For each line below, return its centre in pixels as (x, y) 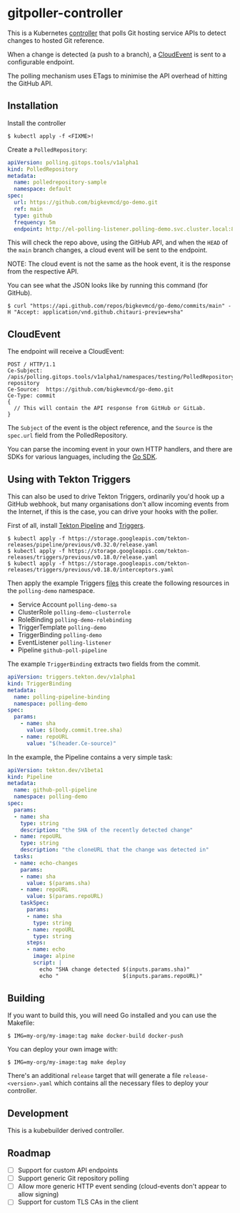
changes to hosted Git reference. (56, 40)
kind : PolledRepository (43, 169)
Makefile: (21, 1023)
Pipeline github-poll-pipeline (62, 650)
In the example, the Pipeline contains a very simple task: (90, 757)
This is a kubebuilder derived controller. (66, 1131)
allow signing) (38, 1194)
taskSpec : (35, 903)
